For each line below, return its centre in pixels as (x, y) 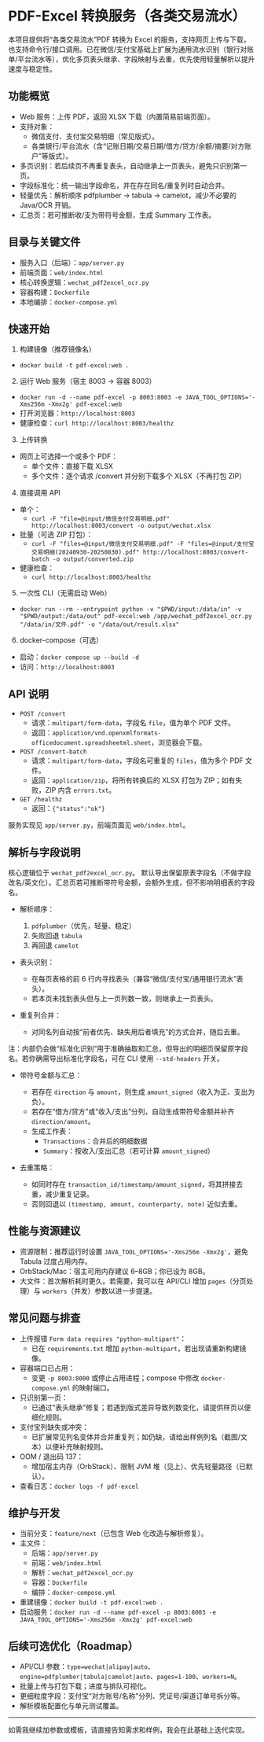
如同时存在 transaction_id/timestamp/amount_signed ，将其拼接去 (137, 1184)
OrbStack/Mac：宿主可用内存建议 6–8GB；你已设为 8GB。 (114, 1271)
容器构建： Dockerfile (55, 292)
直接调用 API (40, 493)
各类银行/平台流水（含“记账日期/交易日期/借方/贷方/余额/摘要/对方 (138, 145)
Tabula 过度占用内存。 (55, 1261)
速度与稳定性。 (32, 68)
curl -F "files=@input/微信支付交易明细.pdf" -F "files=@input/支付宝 (143, 544)
